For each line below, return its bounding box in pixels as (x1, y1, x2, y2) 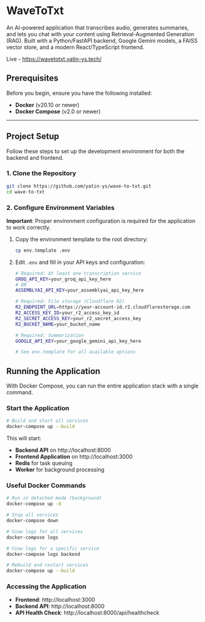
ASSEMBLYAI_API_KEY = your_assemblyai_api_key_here (15, 287, 145, 294)
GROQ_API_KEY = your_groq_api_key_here (15, 276, 112, 282)
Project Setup (6, 131, 60, 141)
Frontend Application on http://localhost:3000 (15, 453, 133, 460)
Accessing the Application (6, 582, 87, 591)
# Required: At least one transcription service (15, 270, 142, 276)
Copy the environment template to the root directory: (15, 235, 148, 242)
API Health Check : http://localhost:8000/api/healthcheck (15, 609, 160, 616)
